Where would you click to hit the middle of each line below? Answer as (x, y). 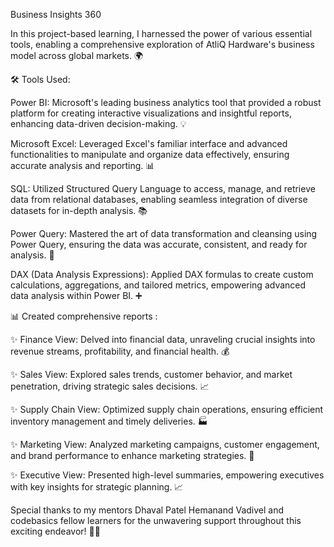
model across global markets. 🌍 (77, 55)
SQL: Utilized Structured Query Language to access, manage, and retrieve (163, 188)
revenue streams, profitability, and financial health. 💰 (120, 351)
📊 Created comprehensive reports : (84, 316)
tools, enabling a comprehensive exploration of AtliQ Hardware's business (162, 44)
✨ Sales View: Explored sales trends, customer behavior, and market (151, 374)
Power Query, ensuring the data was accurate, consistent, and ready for (159, 244)
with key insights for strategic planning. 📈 (97, 487)
